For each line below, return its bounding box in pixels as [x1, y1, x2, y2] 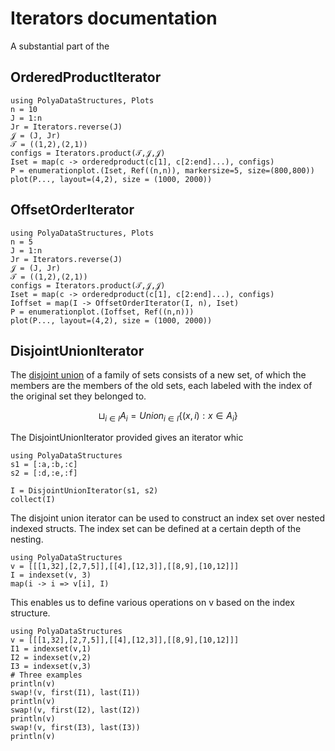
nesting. [10, 533, 44, 546]
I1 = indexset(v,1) [10, 644, 92, 654]
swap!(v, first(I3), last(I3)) [10, 723, 141, 733]
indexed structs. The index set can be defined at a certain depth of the [10, 523, 302, 535]
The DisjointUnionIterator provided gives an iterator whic [10, 432, 244, 444]
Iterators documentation [10, 7, 218, 30]
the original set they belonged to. [10, 390, 147, 402]
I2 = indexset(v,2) [10, 653, 92, 663]
